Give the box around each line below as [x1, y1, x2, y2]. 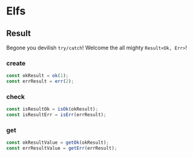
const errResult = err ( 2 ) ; [6, 78, 74, 85]
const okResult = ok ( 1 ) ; [6, 73, 69, 79]
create [6, 59, 26, 67]
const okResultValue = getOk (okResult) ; [6, 140, 110, 146]
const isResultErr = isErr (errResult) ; [6, 112, 107, 118]
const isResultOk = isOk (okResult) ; [6, 106, 98, 112]
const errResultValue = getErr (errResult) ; [6, 146, 118, 152]
